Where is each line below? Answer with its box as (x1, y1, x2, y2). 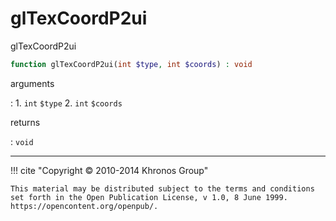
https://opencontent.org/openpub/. (10, 201, 159, 211)
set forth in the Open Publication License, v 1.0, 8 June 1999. (10, 192, 288, 202)
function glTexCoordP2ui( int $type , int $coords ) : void (10, 59, 253, 69)
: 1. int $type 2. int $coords (10, 97, 123, 109)
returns (10, 116, 41, 128)
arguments (10, 77, 55, 89)
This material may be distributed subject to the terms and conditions (10, 183, 315, 194)
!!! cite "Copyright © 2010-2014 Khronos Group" (10, 164, 209, 176)
